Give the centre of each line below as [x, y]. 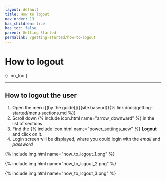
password [22, 144]
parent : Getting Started [31, 33]
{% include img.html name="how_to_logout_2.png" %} [61, 163]
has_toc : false [21, 28]
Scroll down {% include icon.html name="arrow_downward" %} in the [83, 118]
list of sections [27, 123]
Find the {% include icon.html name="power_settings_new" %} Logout [84, 129]
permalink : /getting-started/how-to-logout [51, 38]
